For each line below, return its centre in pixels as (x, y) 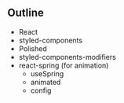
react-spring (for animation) (64, 65)
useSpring (47, 73)
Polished (33, 48)
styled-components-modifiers (67, 57)
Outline (26, 13)
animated (46, 82)
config (41, 90)
